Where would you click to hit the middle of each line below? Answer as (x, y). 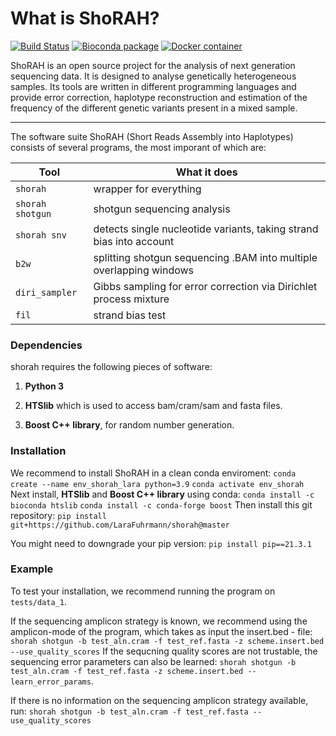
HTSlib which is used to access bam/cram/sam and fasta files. (153, 406)
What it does (206, 172)
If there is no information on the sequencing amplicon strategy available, (159, 700)
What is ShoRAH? (85, 18)
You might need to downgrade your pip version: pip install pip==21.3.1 (161, 543)
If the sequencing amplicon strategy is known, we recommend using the (159, 621)
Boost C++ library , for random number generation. (129, 425)
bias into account (134, 241)
